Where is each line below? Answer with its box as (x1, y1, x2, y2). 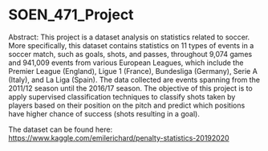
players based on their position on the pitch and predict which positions (8, 100, 246, 110)
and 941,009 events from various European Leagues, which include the (8, 58, 244, 67)
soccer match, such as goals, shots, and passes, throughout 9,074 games (8, 49, 253, 59)
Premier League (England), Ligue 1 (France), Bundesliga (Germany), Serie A (8, 66, 258, 75)
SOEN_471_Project (8, 6, 134, 24)
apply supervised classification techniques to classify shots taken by (8, 92, 236, 101)
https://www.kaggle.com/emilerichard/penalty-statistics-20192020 (8, 133, 230, 142)
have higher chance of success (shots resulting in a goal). (8, 108, 201, 118)
